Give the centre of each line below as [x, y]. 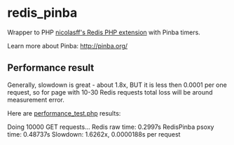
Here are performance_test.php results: [64, 113]
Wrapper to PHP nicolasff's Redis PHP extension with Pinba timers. [104, 32]
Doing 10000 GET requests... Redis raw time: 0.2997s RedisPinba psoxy [111, 127]
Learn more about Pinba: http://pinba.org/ [68, 46]
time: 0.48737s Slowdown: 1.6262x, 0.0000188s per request [94, 134]
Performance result [51, 68]
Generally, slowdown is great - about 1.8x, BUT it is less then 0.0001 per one [117, 85]
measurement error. [36, 99]
